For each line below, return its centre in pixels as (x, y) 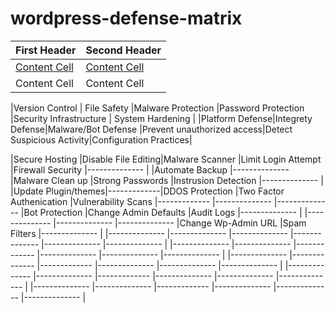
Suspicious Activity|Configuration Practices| (101, 139)
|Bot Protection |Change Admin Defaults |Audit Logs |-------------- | (161, 212)
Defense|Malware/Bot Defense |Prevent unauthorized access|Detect (151, 129)
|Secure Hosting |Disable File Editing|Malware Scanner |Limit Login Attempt (166, 159)
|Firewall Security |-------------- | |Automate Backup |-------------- (150, 169)
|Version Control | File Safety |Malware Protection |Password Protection (157, 108)
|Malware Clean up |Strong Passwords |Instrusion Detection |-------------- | (167, 180)
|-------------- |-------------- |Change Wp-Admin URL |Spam (180, 223)
